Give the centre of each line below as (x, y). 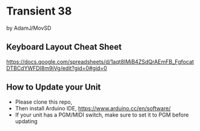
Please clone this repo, (44, 102)
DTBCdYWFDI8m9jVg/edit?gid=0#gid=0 (57, 68)
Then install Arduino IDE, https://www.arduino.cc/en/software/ (93, 108)
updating (26, 121)
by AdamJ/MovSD (29, 28)
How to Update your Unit (54, 87)
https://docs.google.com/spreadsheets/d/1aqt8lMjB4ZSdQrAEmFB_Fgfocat (100, 61)
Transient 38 (39, 11)
